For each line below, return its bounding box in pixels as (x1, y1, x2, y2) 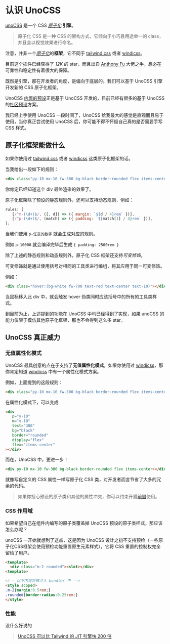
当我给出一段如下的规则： (5, 166, 59, 172)
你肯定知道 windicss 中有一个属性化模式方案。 (5, 368, 102, 374)
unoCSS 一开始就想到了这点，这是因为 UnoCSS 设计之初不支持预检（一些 (5, 537, 159, 543)
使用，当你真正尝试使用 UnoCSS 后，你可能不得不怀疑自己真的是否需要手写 (5, 118, 163, 124)
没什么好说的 (5, 622, 32, 628)
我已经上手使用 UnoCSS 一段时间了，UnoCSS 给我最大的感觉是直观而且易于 (5, 112, 164, 118)
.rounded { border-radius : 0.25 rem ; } (5, 592, 78, 597)
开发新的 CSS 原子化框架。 (5, 84, 62, 90)
